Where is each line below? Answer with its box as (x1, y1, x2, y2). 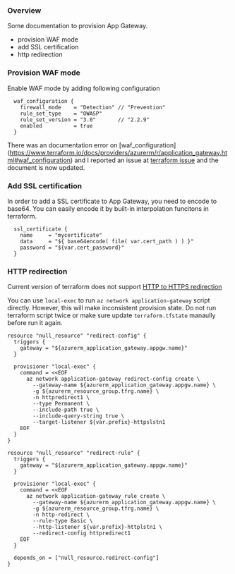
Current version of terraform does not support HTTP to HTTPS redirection (7, 283, 222, 291)
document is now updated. (7, 163, 85, 171)
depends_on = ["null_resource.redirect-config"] (13, 554, 159, 562)
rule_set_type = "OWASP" (20, 110, 102, 117)
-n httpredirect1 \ (32, 394, 90, 401)
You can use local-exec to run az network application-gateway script (7, 296, 210, 305)
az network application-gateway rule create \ (25, 493, 166, 500)
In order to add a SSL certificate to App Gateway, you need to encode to (7, 197, 217, 205)
